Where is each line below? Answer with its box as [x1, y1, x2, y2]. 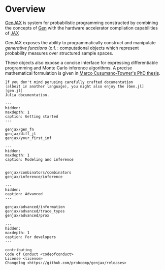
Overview [5, 3, 46, 15]
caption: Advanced [5, 191, 43, 196]
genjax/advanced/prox [5, 213, 50, 218]
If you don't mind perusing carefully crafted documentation [5, 80, 133, 85]
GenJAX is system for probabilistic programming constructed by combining [5, 20, 158, 26]
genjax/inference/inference [5, 174, 63, 179]
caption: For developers [5, 235, 56, 240]
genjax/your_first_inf [5, 135, 52, 141]
